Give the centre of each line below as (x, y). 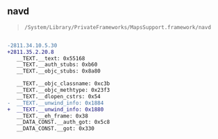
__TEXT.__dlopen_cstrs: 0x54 (58, 96)
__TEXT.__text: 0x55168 (51, 58)
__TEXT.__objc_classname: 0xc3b (63, 84)
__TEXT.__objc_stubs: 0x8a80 (58, 71)
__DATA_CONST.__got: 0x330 (56, 129)
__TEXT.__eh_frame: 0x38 (52, 116)
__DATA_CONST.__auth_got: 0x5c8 (63, 122)
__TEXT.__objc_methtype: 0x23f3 (63, 90)
